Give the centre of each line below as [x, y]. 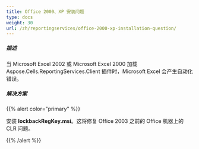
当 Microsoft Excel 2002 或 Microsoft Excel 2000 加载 [72, 64]
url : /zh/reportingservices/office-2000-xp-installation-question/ [91, 28]
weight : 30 [20, 23]
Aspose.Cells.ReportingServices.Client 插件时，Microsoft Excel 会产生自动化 [99, 71]
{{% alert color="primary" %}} [43, 109]
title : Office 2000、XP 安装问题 [45, 12]
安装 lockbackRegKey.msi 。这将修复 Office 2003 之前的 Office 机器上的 [95, 121]
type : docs [20, 17]
